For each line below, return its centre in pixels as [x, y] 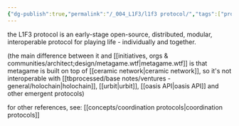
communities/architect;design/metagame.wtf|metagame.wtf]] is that [107, 63]
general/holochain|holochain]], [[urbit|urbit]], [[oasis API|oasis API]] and [113, 85]
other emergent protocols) [46, 93]
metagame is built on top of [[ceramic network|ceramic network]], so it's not [119, 70]
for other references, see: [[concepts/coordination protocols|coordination [115, 107]
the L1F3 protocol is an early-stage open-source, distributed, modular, [110, 34]
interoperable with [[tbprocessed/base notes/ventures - [89, 78]
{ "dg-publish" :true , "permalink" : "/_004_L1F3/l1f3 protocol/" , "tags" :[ [114, 14]
